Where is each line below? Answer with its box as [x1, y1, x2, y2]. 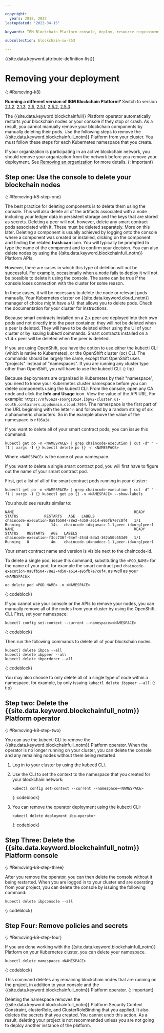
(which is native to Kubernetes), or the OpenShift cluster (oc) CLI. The [5, 350, 145, 356]
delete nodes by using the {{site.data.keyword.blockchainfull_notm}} [5, 250, 143, 256]
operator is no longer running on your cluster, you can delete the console [5, 747, 152, 753]
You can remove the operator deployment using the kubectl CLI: [12, 804, 141, 810]
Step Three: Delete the [5, 836, 75, 844]
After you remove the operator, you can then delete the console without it [5, 874, 153, 880]
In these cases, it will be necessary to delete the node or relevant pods [5, 289, 147, 296]
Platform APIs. [5, 255, 34, 261]
